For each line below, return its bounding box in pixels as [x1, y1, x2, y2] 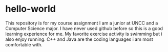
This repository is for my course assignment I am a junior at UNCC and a [5, 20, 158, 26]
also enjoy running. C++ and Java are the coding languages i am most [5, 36, 154, 42]
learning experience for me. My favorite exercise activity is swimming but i [5, 31, 162, 37]
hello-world [5, 3, 56, 15]
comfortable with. [5, 41, 43, 47]
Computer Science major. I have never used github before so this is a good [5, 25, 163, 31]
